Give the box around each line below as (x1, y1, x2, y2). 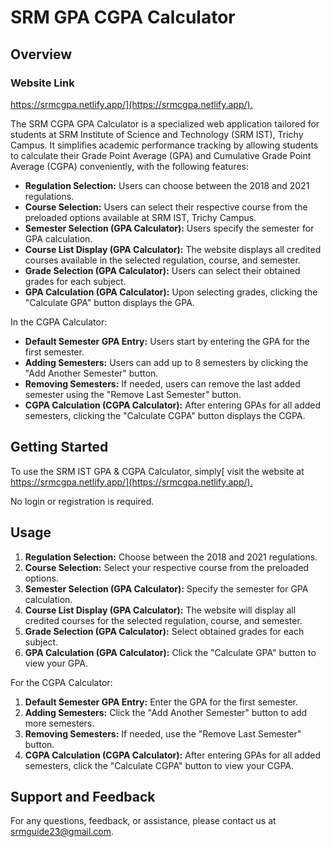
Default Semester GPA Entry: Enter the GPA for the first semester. (24, 696, 299, 708)
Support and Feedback (10, 788, 156, 805)
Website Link (10, 76, 75, 90)
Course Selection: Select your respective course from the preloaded (24, 561, 310, 573)
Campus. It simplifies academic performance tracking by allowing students (10, 139, 319, 151)
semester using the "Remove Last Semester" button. (24, 388, 242, 400)
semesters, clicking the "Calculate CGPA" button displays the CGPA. (24, 409, 306, 421)
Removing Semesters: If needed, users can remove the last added (24, 377, 301, 390)
